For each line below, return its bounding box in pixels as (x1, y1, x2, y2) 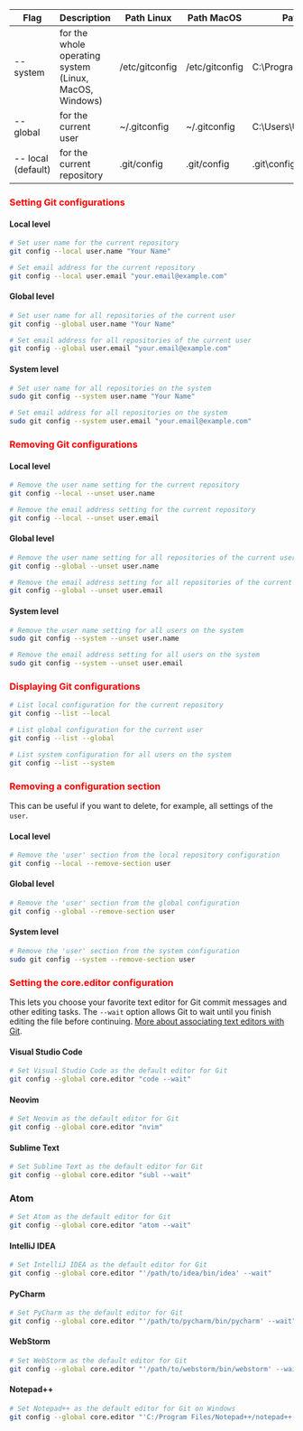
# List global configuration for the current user (9, 726, 204, 735)
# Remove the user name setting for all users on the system (9, 626, 244, 635)
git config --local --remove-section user (9, 859, 171, 868)
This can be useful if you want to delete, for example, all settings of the (9, 800, 273, 811)
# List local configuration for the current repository (9, 701, 224, 710)
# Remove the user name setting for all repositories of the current (9, 553, 277, 562)
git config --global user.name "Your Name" (9, 320, 176, 329)
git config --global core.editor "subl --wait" (9, 1171, 192, 1180)
